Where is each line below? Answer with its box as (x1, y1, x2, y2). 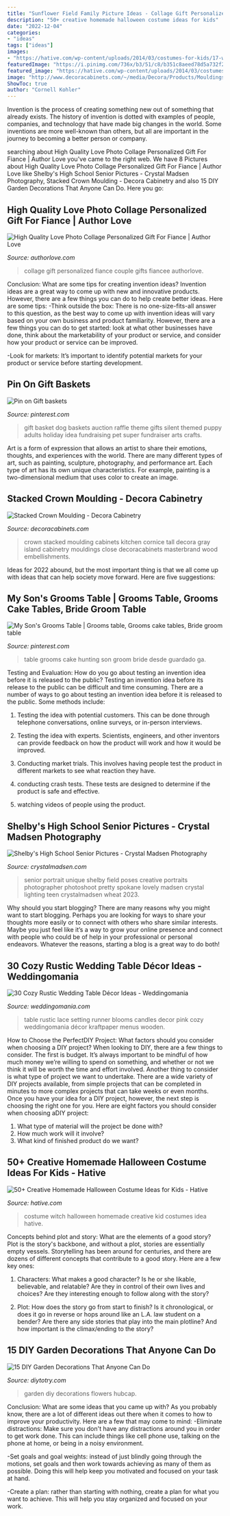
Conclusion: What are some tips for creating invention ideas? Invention (7, 280, 207, 288)
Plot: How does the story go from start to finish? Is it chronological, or (16, 1303, 214, 1311)
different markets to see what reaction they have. (16, 767, 156, 775)
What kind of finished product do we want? (16, 1137, 139, 1145)
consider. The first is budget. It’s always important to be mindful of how (7, 1051, 208, 1059)
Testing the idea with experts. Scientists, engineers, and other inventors (16, 731, 220, 740)
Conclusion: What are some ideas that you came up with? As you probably (7, 1402, 218, 1410)
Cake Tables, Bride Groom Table (7, 603, 146, 615)
